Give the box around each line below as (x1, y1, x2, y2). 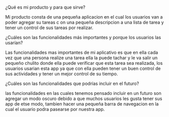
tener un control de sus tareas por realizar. (5, 25, 94, 31)
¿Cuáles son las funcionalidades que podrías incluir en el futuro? (5, 80, 139, 86)
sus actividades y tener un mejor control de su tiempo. (5, 71, 118, 77)
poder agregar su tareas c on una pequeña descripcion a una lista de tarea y (5, 20, 164, 25)
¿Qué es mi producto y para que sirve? (5, 5, 86, 10)
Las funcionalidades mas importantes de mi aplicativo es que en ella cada (5, 50, 158, 55)
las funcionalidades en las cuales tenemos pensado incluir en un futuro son (5, 90, 162, 96)
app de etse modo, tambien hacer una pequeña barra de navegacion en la (5, 101, 159, 107)
